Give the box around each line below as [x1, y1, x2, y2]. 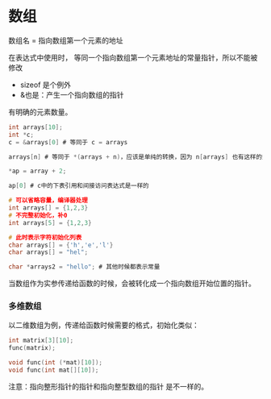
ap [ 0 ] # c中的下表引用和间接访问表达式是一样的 [8, 182, 149, 190]
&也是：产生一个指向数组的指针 [19, 89, 124, 99]
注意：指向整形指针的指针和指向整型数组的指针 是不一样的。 [8, 381, 208, 391]
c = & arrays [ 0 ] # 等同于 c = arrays [8, 138, 128, 146]
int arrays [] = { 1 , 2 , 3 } [8, 204, 89, 212]
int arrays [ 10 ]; [8, 123, 63, 131]
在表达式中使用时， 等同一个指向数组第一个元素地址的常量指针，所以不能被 [8, 52, 258, 62]
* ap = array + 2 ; [8, 167, 67, 176]
